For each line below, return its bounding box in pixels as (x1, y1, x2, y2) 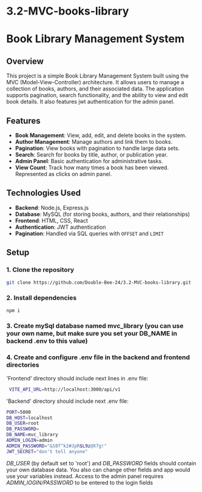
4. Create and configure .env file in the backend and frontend (6, 353, 190, 362)
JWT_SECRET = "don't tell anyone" (6, 448, 88, 454)
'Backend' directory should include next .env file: (6, 397, 129, 405)
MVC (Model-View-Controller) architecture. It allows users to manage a (6, 79, 184, 86)
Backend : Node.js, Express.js (15, 204, 89, 211)
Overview (6, 56, 44, 66)
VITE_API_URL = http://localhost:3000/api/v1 (8, 386, 121, 393)
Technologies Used (6, 188, 81, 198)
